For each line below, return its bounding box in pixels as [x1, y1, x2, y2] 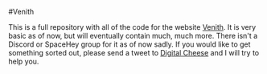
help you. [8, 56, 39, 66]
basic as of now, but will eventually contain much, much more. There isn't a [8, 31, 258, 40]
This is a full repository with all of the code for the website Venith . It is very [8, 23, 257, 31]
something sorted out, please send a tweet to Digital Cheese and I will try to [8, 48, 260, 57]
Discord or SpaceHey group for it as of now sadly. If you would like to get [8, 39, 251, 49]
